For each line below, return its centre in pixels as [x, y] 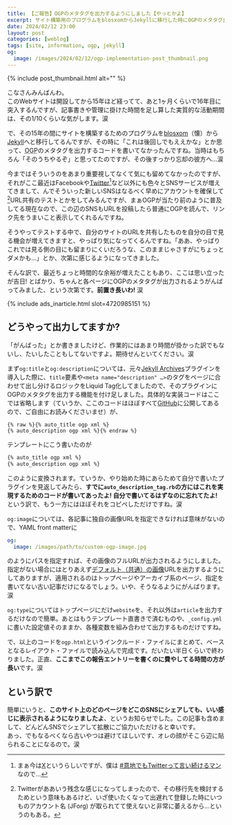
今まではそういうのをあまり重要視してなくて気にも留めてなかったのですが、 [116, 173]
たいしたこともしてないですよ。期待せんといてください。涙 [110, 354]
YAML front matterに [48, 527]
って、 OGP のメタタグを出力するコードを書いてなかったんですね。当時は [110, 150]
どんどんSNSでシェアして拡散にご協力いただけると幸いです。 [112, 727]
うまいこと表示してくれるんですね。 [76, 218]
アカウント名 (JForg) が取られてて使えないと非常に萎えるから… [119, 806]
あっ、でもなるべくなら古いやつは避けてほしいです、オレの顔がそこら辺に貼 [116, 736]
